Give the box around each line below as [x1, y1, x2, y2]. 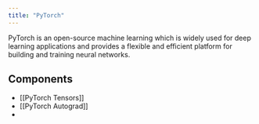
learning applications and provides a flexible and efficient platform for [8, 41, 232, 51]
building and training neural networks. [8, 49, 131, 59]
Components [8, 72, 73, 86]
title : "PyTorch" [8, 11, 65, 20]
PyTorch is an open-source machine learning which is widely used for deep [8, 33, 252, 42]
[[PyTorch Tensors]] [19, 93, 85, 103]
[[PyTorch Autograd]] [19, 101, 88, 111]
